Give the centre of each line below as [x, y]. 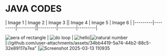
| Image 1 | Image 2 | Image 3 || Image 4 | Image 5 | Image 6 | [69, 22]
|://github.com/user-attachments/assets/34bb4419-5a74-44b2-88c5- [78, 42]
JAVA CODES [34, 9]
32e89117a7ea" [21, 48]
